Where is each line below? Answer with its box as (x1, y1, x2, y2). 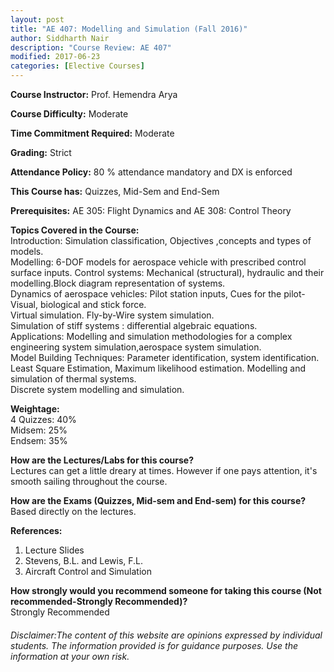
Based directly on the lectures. (10, 506, 137, 517)
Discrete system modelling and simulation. (10, 384, 185, 395)
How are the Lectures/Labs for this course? (10, 454, 195, 466)
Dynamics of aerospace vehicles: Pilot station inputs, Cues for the (10, 288, 282, 300)
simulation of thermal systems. (10, 373, 137, 385)
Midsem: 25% (10, 424, 68, 436)
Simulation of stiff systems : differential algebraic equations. (10, 320, 258, 331)
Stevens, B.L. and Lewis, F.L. (24, 555, 144, 566)
